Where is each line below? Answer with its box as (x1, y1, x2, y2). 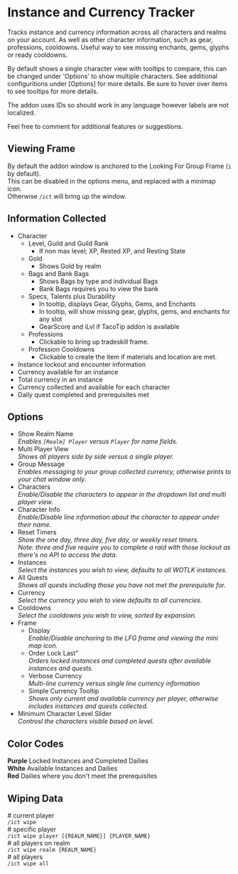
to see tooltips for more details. (7, 87, 99, 95)
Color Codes (7, 737, 64, 749)
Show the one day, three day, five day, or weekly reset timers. (17, 535, 199, 544)
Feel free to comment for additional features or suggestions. (7, 122, 183, 130)
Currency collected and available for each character (17, 382, 171, 391)
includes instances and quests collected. (28, 702, 148, 710)
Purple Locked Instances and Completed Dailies (7, 757, 148, 765)
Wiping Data (7, 792, 64, 804)
